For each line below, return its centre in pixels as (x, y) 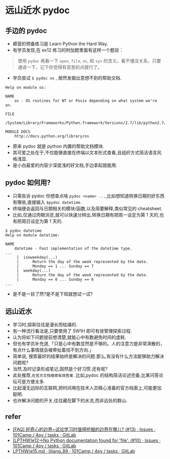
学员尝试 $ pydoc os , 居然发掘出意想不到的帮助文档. (67, 78)
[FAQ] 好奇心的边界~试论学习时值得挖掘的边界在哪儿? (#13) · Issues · (84, 429)
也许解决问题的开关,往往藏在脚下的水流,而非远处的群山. (70, 400)
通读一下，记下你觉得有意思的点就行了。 (60, 67)
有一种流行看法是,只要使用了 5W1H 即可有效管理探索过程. (72, 331)
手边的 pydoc (26, 31)
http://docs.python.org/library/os (52, 136)
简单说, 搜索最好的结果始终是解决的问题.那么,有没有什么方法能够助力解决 (88, 356)
